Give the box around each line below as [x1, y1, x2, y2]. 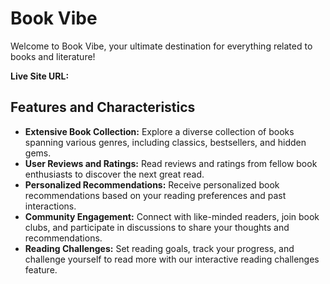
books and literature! [10, 50, 96, 62]
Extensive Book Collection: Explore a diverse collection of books [24, 125, 295, 137]
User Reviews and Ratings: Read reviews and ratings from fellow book [24, 157, 318, 169]
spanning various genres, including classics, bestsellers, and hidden [24, 136, 307, 148]
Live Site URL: [10, 70, 70, 82]
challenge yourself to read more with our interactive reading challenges [24, 253, 320, 265]
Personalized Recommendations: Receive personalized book [24, 178, 280, 191]
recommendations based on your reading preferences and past [24, 189, 287, 201]
